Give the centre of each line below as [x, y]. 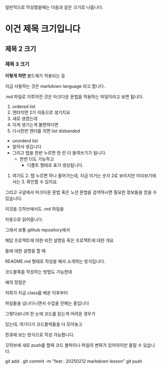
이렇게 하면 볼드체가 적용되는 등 [35, 75]
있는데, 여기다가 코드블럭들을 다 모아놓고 [44, 324]
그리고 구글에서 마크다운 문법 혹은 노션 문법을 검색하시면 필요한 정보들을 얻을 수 [81, 192]
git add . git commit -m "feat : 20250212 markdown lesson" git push [74, 361]
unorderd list [25, 141]
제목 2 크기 [21, 49]
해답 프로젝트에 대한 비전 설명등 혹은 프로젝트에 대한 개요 [59, 240]
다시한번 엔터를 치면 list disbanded [46, 131]
